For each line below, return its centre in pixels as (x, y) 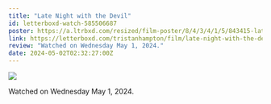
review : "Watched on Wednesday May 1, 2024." (86, 46)
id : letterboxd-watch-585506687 (63, 23)
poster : (21, 31)
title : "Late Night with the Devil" (70, 16)
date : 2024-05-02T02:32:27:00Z (61, 53)
